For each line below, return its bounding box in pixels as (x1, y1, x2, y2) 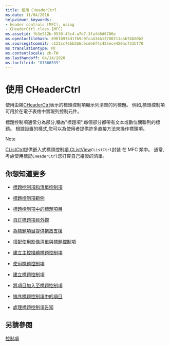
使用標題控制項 (12, 261, 45, 266)
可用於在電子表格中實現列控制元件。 (5, 108, 82, 115)
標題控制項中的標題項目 (12, 206, 63, 212)
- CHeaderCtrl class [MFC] (5, 27, 63, 32)
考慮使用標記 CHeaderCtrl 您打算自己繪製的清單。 (5, 153, 107, 159)
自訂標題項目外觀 (12, 217, 49, 223)
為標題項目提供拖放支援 (12, 228, 63, 234)
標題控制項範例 (12, 195, 45, 201)
